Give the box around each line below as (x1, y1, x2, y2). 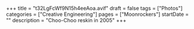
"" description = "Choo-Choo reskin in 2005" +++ (6, 17, 127, 23)
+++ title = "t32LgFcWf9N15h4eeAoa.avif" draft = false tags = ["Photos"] (6, 5, 183, 11)
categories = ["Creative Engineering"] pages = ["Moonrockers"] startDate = (6, 11, 189, 18)
